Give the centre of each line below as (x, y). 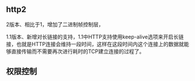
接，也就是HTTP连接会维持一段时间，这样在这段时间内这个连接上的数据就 (95, 44)
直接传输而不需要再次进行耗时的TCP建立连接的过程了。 (78, 51)
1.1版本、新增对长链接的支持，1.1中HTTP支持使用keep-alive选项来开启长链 (95, 37)
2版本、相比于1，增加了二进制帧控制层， (55, 24)
